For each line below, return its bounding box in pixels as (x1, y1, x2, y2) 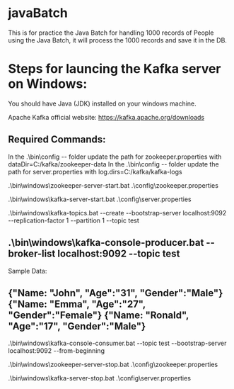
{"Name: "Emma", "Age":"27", (8, 298, 146, 310)
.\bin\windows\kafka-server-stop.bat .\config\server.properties (8, 374, 192, 383)
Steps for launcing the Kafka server (8, 61, 221, 77)
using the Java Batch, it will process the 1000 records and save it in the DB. (8, 35, 227, 44)
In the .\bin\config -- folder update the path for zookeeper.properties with (8, 152, 222, 161)
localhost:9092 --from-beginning (8, 346, 105, 355)
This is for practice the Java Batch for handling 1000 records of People (8, 28, 214, 37)
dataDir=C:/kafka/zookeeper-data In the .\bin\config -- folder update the (8, 159, 219, 168)
